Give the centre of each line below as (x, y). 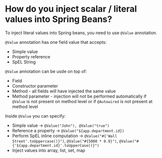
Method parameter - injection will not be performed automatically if (79, 96)
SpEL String (24, 62)
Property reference (31, 56)
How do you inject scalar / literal (71, 9)
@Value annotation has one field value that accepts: (56, 42)
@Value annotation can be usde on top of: (46, 71)
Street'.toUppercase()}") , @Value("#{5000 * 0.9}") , (65, 141)
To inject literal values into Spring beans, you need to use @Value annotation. (81, 33)
